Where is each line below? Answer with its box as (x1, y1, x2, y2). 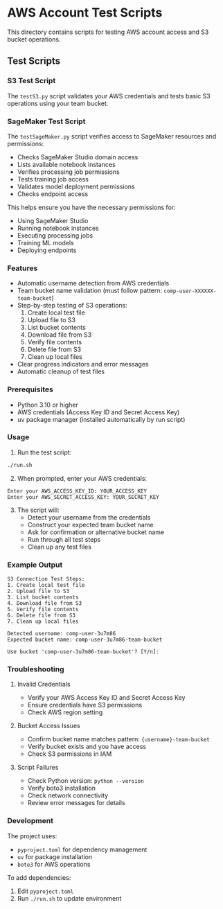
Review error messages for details (27, 799, 126, 807)
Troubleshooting (7, 664, 64, 673)
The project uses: (7, 831, 57, 840)
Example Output (7, 560, 63, 570)
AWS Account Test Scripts (7, 5, 163, 21)
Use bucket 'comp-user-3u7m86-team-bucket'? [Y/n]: (7, 648, 159, 655)
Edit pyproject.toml (17, 887, 74, 895)
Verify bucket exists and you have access (27, 743, 147, 751)
